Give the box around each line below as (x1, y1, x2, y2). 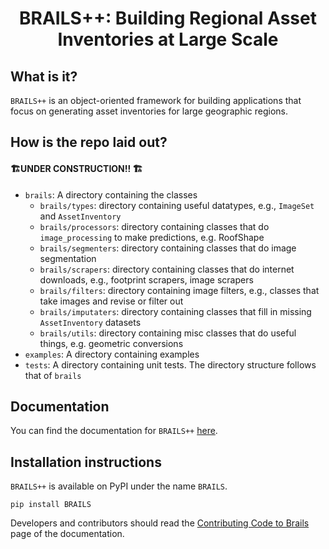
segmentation (39, 252, 97, 264)
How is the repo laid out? (10, 134, 168, 151)
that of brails (24, 369, 82, 381)
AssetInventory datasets (39, 316, 142, 328)
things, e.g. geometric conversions (39, 337, 184, 349)
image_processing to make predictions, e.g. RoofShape (39, 231, 265, 243)
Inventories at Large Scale (57, 28, 279, 51)
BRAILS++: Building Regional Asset (19, 7, 317, 30)
